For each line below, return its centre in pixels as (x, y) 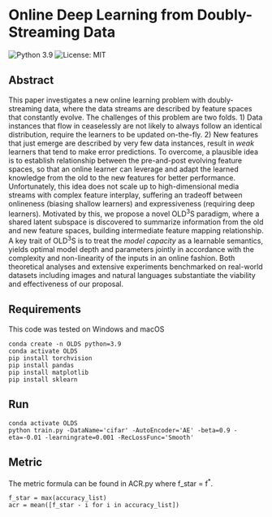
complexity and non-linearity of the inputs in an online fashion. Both (122, 258)
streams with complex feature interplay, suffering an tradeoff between (125, 195)
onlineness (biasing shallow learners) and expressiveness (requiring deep (132, 203)
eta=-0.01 (25, 437)
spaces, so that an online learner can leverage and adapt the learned (124, 169)
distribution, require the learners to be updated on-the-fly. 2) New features (133, 134)
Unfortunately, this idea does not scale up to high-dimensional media (124, 186)
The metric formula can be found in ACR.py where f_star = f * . (111, 483)
